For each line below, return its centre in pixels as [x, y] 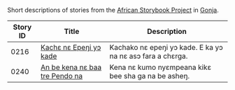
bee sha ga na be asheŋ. [150, 76]
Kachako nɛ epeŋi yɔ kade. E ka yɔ [166, 47]
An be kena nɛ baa [71, 67]
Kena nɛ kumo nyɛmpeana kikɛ [161, 67]
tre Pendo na [62, 76]
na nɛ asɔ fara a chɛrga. [149, 56]
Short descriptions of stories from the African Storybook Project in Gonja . [113, 10]
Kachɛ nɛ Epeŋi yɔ [71, 47]
